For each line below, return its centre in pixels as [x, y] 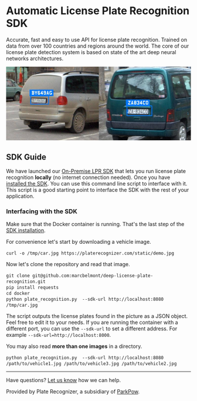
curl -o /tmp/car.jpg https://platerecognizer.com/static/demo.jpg [90, 253]
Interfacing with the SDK [42, 211]
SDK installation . [26, 230]
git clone [18, 276]
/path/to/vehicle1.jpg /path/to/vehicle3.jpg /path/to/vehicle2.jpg [91, 364]
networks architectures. [35, 58]
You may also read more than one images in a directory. [74, 346]
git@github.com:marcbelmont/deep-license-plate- [93, 276]
